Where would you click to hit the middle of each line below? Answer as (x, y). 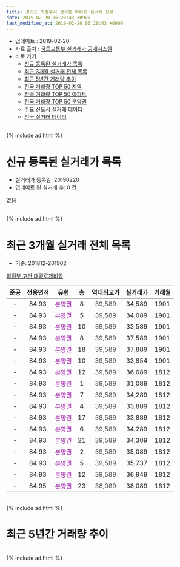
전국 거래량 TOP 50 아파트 (55, 94)
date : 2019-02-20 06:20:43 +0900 (48, 18)
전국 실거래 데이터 (45, 117)
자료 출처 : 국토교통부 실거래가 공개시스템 (64, 49)
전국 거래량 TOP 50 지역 (53, 87)
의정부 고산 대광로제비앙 (35, 276)
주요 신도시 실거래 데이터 (53, 109)
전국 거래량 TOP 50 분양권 (55, 102)
